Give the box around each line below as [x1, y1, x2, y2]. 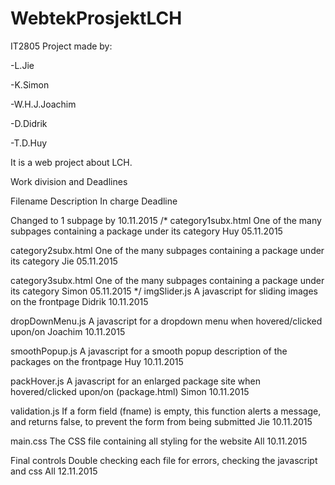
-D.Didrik [10, 117, 48, 129]
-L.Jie [10, 59, 35, 71]
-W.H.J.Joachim [10, 98, 77, 110]
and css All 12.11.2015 [10, 465, 98, 477]
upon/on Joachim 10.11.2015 [10, 325, 126, 337]
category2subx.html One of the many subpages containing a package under [10, 244, 325, 256]
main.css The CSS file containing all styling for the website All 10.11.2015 [10, 435, 308, 447]
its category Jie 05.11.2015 [10, 255, 118, 267]
